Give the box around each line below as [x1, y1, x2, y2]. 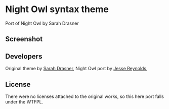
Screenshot [5, 35, 43, 43]
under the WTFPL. [5, 98, 44, 104]
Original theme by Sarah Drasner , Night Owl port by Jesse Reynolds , [5, 66, 148, 72]
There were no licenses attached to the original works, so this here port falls [5, 93, 164, 99]
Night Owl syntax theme [5, 4, 109, 15]
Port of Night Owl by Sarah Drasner [5, 20, 79, 26]
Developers [5, 52, 43, 61]
